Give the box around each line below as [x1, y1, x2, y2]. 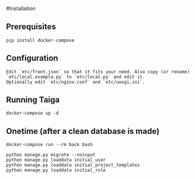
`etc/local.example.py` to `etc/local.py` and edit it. [6, 74, 145, 80]
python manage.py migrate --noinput [6, 152, 95, 158]
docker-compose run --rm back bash [6, 142, 93, 148]
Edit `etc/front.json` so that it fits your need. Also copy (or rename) [6, 68, 190, 75]
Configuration [6, 53, 59, 63]
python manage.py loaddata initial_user [6, 157, 107, 163]
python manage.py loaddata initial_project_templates [6, 162, 141, 168]
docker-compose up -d [6, 111, 59, 116]
